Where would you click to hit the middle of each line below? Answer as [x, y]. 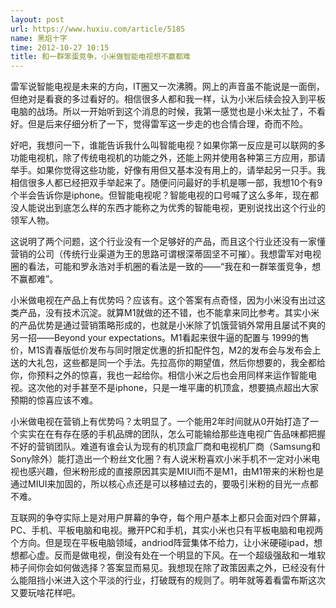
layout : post [37, 19]
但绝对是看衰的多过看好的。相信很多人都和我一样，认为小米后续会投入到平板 [168, 99]
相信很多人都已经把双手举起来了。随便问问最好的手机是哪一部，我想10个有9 [166, 183]
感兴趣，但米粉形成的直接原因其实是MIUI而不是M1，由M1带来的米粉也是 [176, 472]
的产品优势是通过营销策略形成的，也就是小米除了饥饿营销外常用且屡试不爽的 [168, 325]
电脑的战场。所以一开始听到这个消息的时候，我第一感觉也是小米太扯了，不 [163, 112]
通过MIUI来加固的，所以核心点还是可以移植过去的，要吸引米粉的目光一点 [160, 484]
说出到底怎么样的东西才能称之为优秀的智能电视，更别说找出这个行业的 [181, 208]
